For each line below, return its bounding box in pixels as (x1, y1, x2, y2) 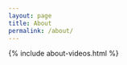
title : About (8, 19, 52, 27)
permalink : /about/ (8, 26, 74, 35)
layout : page (8, 11, 52, 20)
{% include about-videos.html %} (8, 49, 119, 59)
